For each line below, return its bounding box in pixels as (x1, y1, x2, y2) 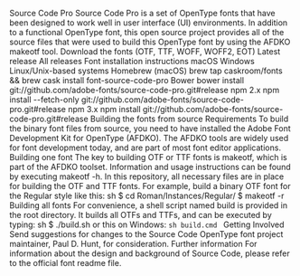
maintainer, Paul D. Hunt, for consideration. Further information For (9, 239, 258, 249)
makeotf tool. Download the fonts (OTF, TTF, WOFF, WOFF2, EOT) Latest (9, 46, 281, 57)
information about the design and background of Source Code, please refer (9, 248, 291, 259)
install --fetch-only (9, 94, 80, 105)
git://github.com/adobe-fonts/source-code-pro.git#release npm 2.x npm (9, 85, 280, 95)
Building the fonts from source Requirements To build (89, 113, 289, 124)
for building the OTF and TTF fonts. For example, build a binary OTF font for (9, 181, 291, 191)
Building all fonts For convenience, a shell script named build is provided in (9, 200, 287, 211)
